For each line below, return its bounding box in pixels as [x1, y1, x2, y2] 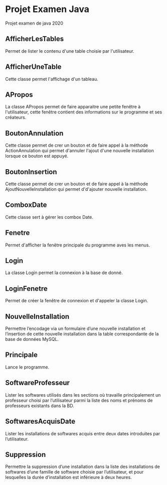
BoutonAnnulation [5, 129, 64, 138]
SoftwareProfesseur [5, 379, 70, 387]
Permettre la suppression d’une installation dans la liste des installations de [5, 463, 160, 470]
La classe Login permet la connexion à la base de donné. [5, 270, 123, 276]
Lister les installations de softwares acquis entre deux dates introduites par [5, 430, 160, 436]
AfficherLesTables [5, 35, 64, 43]
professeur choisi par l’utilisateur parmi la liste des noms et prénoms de [5, 397, 153, 403]
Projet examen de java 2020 [5, 20, 64, 26]
